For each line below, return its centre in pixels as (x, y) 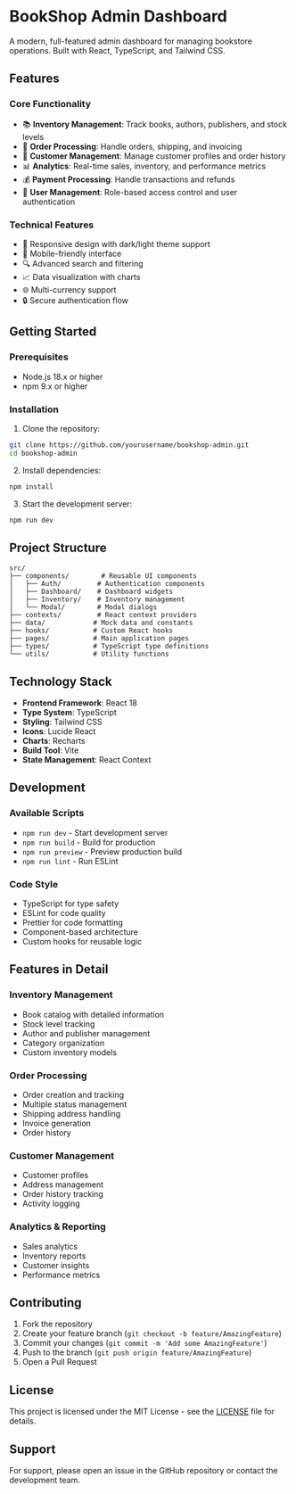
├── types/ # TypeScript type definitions (109, 647)
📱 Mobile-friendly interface (72, 253)
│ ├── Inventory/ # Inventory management (97, 599)
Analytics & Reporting (58, 1226)
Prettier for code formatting (72, 923)
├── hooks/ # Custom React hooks (91, 631)
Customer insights (56, 1265)
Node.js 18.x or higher (62, 376)
